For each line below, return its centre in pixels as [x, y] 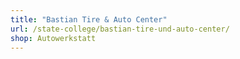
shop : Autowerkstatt [53, 38]
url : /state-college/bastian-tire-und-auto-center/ [120, 29]
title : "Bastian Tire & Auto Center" [89, 19]
